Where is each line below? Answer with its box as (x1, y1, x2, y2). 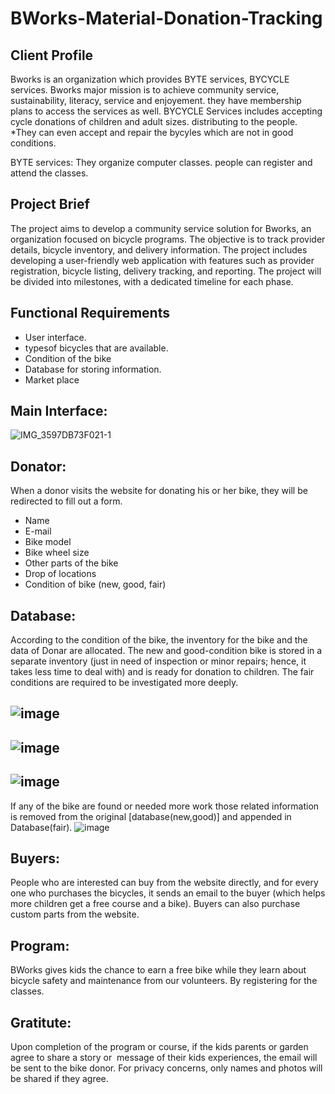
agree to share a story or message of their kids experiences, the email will (10, 1052, 318, 1064)
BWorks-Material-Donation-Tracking (10, 7, 323, 30)
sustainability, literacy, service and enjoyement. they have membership (10, 95, 302, 106)
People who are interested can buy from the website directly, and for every (10, 877, 319, 889)
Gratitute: (10, 1014, 72, 1031)
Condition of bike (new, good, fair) (24, 578, 167, 591)
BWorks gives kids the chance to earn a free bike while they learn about (10, 964, 307, 976)
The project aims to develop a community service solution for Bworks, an (10, 222, 312, 234)
